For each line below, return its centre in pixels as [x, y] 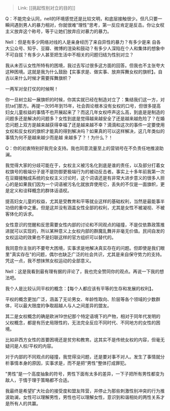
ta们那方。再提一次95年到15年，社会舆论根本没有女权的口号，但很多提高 [85, 106]
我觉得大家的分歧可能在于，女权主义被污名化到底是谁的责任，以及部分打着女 [85, 165]
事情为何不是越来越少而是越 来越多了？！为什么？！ [59, 138]
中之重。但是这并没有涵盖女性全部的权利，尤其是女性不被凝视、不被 [94, 208]
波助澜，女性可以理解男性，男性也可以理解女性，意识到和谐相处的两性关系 [83, 397]
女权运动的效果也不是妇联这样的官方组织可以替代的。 [61, 237]
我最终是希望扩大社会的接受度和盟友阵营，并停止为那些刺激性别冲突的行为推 [85, 391]
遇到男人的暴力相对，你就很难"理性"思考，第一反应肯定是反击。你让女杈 [89, 25]
